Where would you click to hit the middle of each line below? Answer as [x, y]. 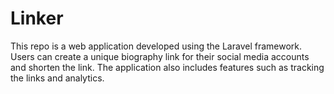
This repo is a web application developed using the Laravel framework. [156, 46]
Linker [37, 18]
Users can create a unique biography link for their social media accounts [160, 56]
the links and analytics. [57, 78]
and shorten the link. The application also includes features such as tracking [167, 67]
